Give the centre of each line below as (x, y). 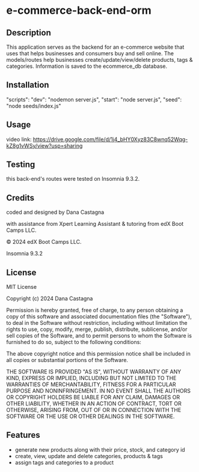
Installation (28, 85)
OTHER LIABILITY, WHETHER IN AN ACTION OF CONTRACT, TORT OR (94, 404)
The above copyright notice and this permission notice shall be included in (98, 354)
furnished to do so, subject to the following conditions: (74, 342)
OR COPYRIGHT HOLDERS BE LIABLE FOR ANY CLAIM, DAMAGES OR (93, 398)
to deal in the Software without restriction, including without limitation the (97, 323)
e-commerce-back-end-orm (79, 11)
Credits (20, 198)
